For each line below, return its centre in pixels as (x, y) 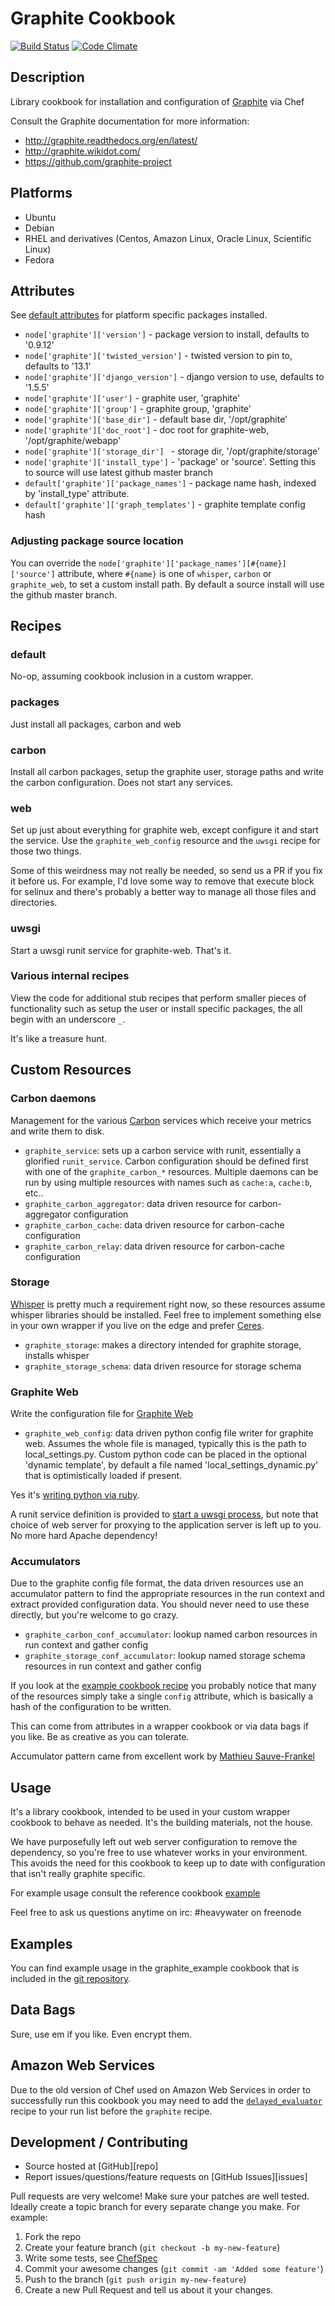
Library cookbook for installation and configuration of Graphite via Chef (157, 101)
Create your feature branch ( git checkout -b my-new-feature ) (152, 2248)
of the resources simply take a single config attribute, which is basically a (162, 1696)
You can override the (53, 563)
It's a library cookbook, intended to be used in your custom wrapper (150, 1812)
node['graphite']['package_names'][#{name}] (192, 563)
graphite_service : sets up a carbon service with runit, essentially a (163, 1150)
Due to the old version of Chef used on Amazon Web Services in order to (161, 2089)
